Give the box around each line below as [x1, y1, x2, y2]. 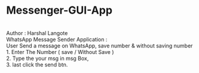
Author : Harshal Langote [6, 29, 68, 36]
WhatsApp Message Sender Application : [6, 36, 108, 43]
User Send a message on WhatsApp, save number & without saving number [6, 42, 193, 49]
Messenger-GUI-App [6, 4, 112, 17]
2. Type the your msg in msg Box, [6, 55, 89, 62]
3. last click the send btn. [6, 61, 68, 68]
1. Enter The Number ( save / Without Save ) [6, 48, 115, 55]
